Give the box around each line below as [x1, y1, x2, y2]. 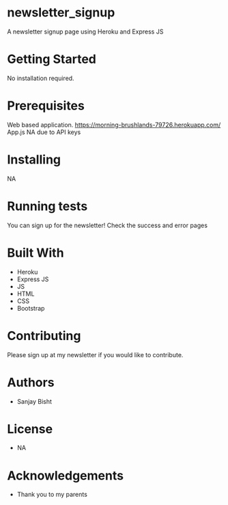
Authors [7, 374, 55, 390]
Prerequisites [7, 98, 85, 114]
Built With [7, 245, 64, 261]
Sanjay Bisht [16, 397, 53, 405]
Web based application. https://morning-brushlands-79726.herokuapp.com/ [7, 120, 221, 129]
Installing [7, 152, 61, 167]
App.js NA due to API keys [7, 128, 81, 136]
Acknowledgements [7, 467, 124, 483]
